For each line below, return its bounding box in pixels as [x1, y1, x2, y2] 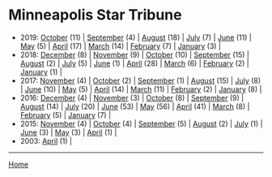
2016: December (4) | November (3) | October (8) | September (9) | [19, 93, 244, 102]
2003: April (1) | [19, 136, 73, 145]
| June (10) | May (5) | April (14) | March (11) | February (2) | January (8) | [19, 84, 262, 94]
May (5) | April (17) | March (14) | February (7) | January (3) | [19, 41, 221, 50]
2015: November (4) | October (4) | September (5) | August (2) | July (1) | [19, 119, 263, 128]
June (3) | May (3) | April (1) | [19, 127, 117, 137]
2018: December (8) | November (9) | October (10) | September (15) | [19, 50, 249, 59]
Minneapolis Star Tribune [8, 6, 182, 24]
